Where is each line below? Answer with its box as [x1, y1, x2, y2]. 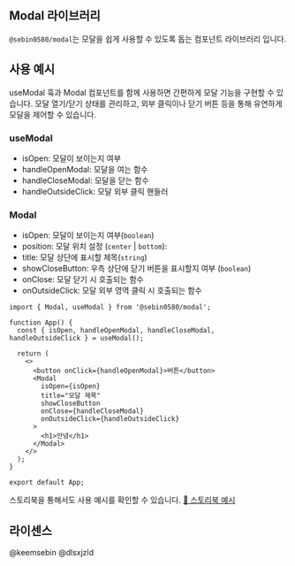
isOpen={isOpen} [41, 382, 101, 391]
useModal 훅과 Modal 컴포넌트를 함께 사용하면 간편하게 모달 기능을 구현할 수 [9, 87, 275, 97]
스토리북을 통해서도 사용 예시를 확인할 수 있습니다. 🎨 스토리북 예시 [9, 494, 236, 506]
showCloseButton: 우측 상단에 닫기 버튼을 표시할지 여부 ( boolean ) [21, 264, 252, 274]
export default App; [9, 478, 86, 487]
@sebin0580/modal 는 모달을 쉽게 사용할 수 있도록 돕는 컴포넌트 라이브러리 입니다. [9, 34, 287, 44]
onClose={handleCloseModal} [41, 407, 144, 416]
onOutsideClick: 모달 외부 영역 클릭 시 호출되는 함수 [21, 286, 202, 296]
